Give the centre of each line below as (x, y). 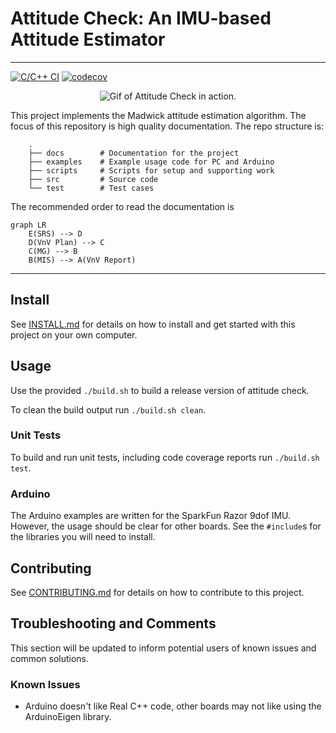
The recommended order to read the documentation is (122, 206)
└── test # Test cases (91, 188)
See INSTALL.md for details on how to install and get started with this (153, 324)
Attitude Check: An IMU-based (141, 18)
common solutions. (50, 658)
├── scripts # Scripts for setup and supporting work (151, 170)
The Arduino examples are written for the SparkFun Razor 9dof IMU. (151, 516)
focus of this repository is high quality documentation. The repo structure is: (167, 126)
